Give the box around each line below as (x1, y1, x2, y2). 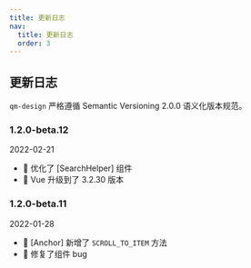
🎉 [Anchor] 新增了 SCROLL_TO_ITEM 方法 (22, 237, 168, 248)
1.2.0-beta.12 (9, 124, 69, 136)
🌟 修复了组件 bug (22, 248, 88, 259)
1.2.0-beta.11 (9, 197, 67, 210)
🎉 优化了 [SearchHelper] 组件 (22, 163, 133, 174)
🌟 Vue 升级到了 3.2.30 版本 (22, 174, 125, 185)
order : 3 (17, 38, 51, 48)
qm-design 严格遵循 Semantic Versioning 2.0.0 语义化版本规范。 (9, 101, 247, 112)
